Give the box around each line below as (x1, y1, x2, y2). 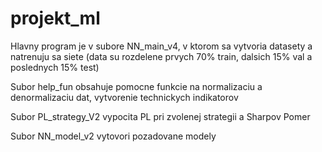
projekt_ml (10, 7, 101, 30)
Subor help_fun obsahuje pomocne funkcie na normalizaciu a (10, 80, 263, 92)
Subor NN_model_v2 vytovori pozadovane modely (10, 130, 217, 142)
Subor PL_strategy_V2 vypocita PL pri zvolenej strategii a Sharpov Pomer (10, 110, 311, 122)
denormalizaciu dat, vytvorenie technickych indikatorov (10, 91, 239, 103)
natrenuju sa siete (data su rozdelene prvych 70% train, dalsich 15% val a (10, 50, 313, 62)
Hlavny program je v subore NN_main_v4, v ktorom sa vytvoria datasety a (10, 40, 313, 52)
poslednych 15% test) (10, 61, 100, 73)
